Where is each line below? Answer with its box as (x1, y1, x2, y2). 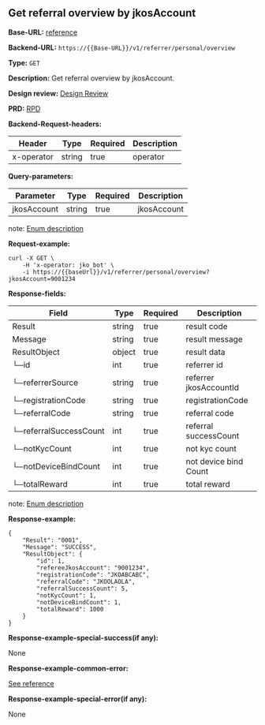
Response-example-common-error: (8, 663, 129, 673)
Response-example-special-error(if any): (8, 693, 147, 704)
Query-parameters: (8, 171, 73, 181)
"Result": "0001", (22, 536, 83, 544)
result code (185, 320, 228, 331)
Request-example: (8, 239, 71, 249)
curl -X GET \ (8, 254, 55, 262)
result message (185, 334, 243, 345)
